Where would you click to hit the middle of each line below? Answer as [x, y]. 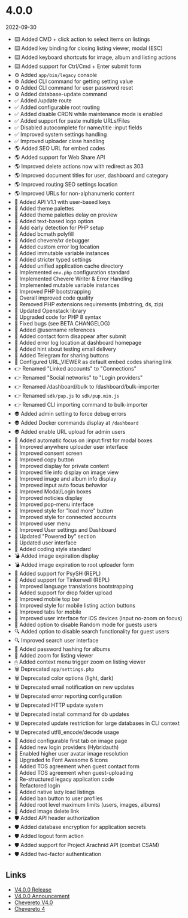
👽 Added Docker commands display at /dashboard [76, 422]
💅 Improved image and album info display [65, 478]
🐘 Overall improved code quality [54, 298]
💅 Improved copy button [44, 459]
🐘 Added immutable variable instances [62, 253]
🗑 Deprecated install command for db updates [72, 714]
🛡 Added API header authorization [57, 818]
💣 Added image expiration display [57, 556]
